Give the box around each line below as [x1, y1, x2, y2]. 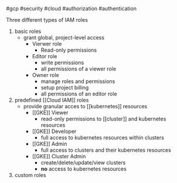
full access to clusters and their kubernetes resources [40, 147, 171, 154]
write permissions [40, 59, 84, 66]
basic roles [14, 28, 42, 35]
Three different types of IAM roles [6, 16, 88, 23]
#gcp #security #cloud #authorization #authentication [6, 5, 137, 12]
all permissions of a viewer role [40, 65, 116, 72]
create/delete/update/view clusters [40, 159, 126, 166]
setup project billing [40, 84, 89, 91]
